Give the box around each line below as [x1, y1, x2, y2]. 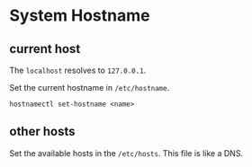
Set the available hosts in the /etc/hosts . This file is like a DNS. [9, 147, 244, 158]
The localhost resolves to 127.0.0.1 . [9, 65, 147, 75]
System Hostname [9, 5, 150, 26]
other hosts [9, 124, 76, 139]
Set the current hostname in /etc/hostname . [9, 83, 170, 92]
